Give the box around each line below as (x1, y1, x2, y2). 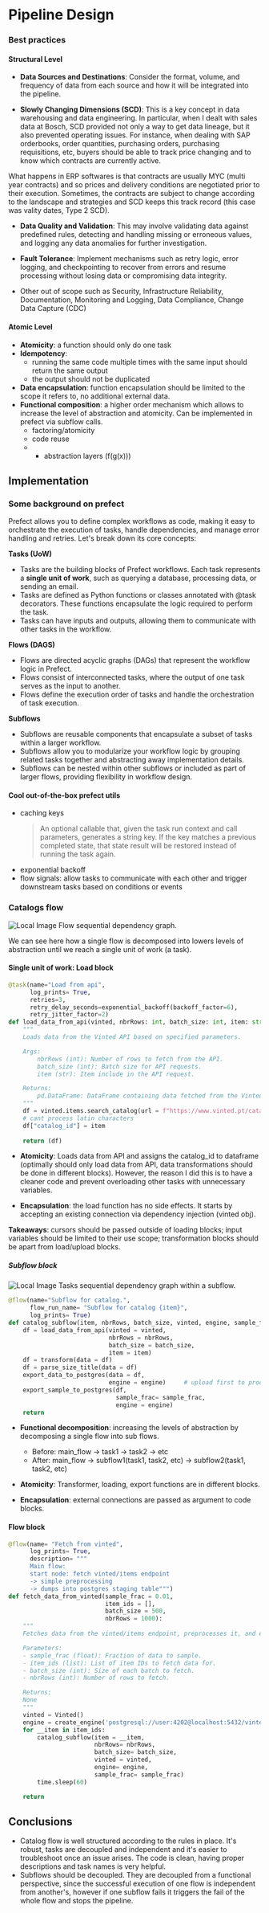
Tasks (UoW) (8, 549, 52, 559)
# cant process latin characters (22, 1114, 134, 1122)
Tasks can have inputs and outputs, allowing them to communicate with (19, 616, 256, 626)
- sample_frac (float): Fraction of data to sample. (22, 1651, 203, 1660)
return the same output (31, 366, 108, 375)
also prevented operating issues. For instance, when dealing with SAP (19, 130, 251, 140)
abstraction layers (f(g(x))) (43, 451, 131, 460)
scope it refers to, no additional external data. (19, 391, 171, 401)
